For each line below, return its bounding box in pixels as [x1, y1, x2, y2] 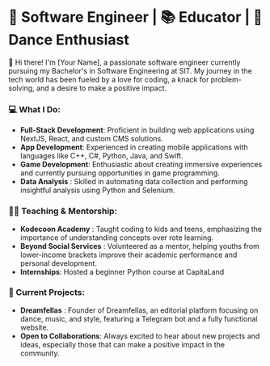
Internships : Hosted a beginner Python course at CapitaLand [19, 267, 225, 276]
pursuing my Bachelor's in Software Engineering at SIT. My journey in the [8, 65, 252, 75]
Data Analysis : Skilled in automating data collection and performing [19, 177, 248, 187]
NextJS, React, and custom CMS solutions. [19, 134, 163, 144]
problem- [210, 74, 243, 84]
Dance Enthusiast [8, 31, 129, 49]
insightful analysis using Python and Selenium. [19, 185, 175, 196]
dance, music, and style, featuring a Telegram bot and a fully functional [19, 313, 258, 323]
